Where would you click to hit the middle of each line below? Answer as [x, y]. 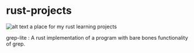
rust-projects [39, 11]
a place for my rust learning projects [73, 26]
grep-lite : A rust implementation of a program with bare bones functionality [97, 37]
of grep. [15, 44]
